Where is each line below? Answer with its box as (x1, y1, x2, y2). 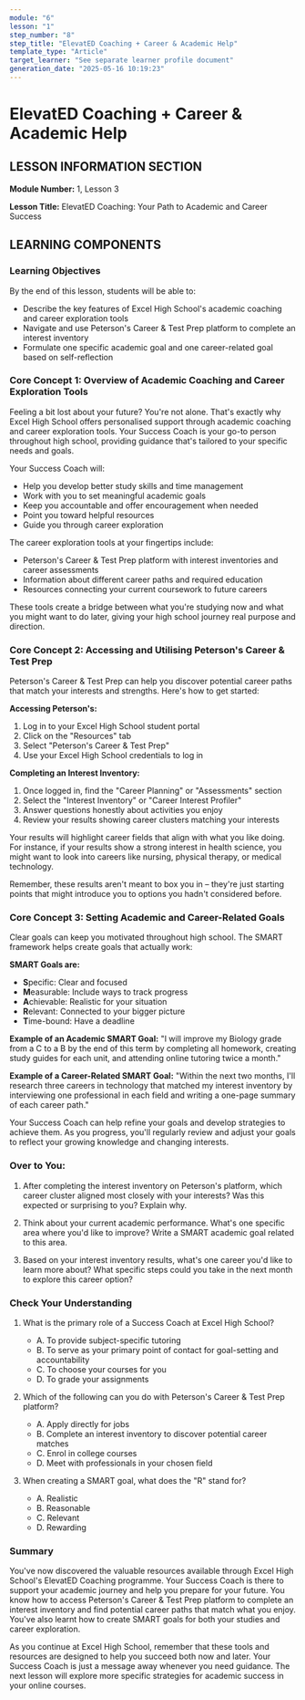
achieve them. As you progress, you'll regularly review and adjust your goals (9, 1127, 296, 1138)
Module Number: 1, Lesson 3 (9, 183, 120, 194)
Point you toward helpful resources (22, 509, 155, 520)
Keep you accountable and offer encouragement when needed (22, 499, 259, 511)
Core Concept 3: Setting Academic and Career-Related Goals (9, 912, 285, 924)
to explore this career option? (22, 1274, 134, 1285)
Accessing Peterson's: (9, 704, 97, 714)
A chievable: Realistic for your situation (22, 996, 168, 1007)
